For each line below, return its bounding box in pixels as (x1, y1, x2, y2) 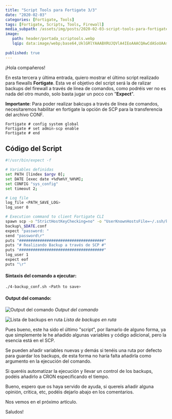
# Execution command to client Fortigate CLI (5, 214, 104, 219)
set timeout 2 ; (5, 186, 38, 191)
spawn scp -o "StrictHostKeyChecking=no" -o (5, 219, 102, 224)
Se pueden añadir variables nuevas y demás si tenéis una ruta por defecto (5, 347, 162, 353)
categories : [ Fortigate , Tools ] (5, 17, 74, 22)
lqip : (12, 41, 24, 46)
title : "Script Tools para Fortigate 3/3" (5, 7, 97, 13)
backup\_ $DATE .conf (5, 223, 47, 228)
